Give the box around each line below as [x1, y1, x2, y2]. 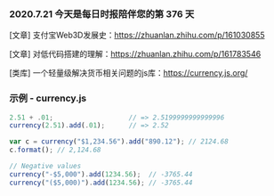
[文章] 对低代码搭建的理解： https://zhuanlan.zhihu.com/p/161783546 [9, 49, 262, 60]
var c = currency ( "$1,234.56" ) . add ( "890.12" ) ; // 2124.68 [9, 137, 229, 146]
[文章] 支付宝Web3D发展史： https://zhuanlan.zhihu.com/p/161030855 [9, 29, 265, 41]
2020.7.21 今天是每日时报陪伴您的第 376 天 [9, 7, 195, 20]
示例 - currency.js [9, 92, 87, 104]
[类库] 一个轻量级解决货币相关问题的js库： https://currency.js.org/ [9, 68, 248, 78]
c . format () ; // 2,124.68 [9, 145, 101, 155]
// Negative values [9, 162, 82, 171]
